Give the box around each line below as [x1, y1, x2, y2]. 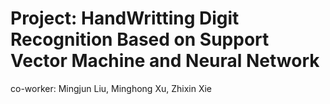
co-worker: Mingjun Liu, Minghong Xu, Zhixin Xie [10, 82, 212, 94]
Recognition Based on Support [10, 28, 270, 51]
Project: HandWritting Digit [10, 7, 240, 30]
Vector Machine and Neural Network [10, 50, 320, 72]
